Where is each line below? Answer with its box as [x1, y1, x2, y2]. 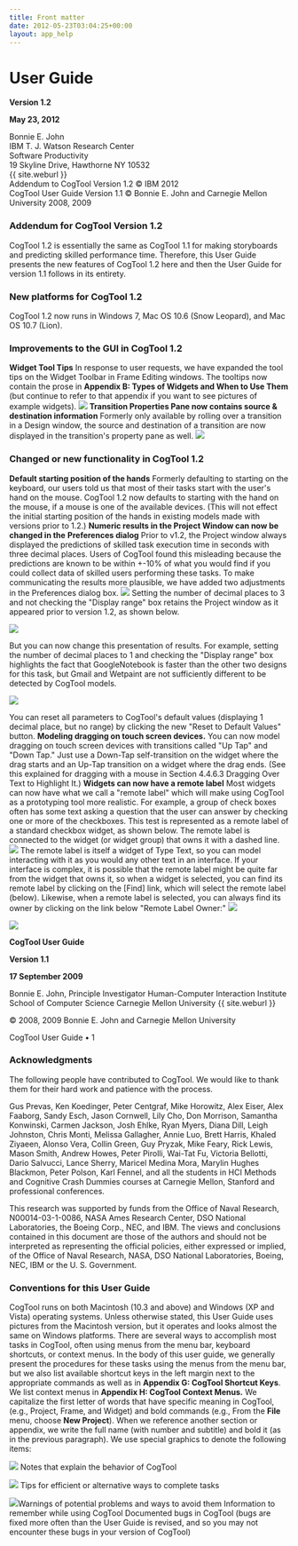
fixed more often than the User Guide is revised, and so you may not [9, 1518, 259, 1528]
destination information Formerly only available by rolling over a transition [9, 410, 282, 422]
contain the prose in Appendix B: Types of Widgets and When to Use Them [9, 381, 288, 392]
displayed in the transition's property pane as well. [9, 431, 193, 441]
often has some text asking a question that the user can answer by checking [9, 805, 288, 817]
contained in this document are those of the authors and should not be [9, 1231, 268, 1241]
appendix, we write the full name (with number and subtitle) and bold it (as [9, 1424, 281, 1435]
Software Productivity [9, 150, 89, 161]
